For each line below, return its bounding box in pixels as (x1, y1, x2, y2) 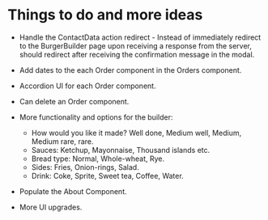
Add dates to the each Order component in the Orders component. (19, 65, 242, 74)
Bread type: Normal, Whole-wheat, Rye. (31, 154, 165, 163)
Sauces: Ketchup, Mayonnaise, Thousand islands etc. (31, 145, 211, 154)
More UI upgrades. (19, 202, 83, 212)
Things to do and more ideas (7, 6, 203, 24)
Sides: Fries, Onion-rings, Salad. (31, 162, 139, 171)
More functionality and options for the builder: (19, 112, 173, 122)
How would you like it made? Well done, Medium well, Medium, (31, 128, 242, 137)
